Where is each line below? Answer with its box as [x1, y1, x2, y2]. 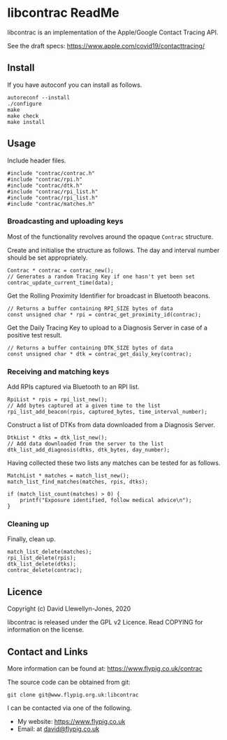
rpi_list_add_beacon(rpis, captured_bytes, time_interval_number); [7, 408, 208, 416]
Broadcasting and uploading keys [7, 216, 124, 226]
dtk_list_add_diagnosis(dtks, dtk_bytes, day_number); [7, 447, 170, 454]
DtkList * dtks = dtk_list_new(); [7, 434, 108, 442]
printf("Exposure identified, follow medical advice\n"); [20, 497, 192, 504]
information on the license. [7, 625, 85, 634]
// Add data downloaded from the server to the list [7, 440, 164, 447]
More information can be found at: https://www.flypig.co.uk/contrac [7, 664, 203, 673]
